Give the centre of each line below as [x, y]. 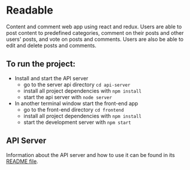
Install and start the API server [51, 78]
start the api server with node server [68, 97]
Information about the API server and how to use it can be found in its [91, 155]
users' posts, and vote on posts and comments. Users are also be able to [95, 39]
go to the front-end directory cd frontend [73, 109]
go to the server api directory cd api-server [77, 84]
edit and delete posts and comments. [51, 45]
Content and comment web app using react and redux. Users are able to [94, 27]
